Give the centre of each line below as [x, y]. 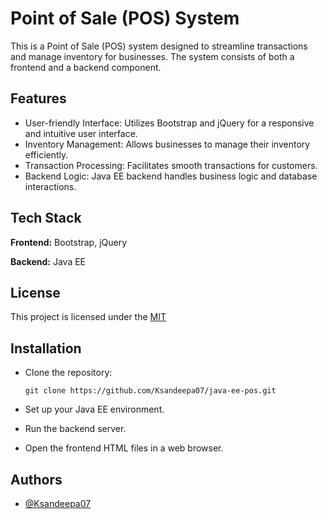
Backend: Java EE [48, 261]
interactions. [50, 186]
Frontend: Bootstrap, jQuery [69, 242]
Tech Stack [46, 218]
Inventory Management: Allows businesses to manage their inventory [167, 144]
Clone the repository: [68, 373]
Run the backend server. [75, 429]
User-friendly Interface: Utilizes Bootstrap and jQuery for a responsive [169, 123]
